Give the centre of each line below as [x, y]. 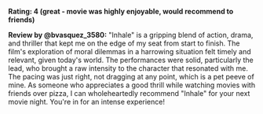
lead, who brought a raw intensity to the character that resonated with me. [128, 68]
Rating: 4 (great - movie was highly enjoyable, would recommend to [121, 11]
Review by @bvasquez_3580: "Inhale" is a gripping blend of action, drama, [131, 35]
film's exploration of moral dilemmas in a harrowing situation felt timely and [130, 51]
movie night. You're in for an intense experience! [86, 102]
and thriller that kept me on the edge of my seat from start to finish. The [124, 43]
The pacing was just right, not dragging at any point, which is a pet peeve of [131, 77]
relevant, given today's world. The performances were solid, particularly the [131, 60]
